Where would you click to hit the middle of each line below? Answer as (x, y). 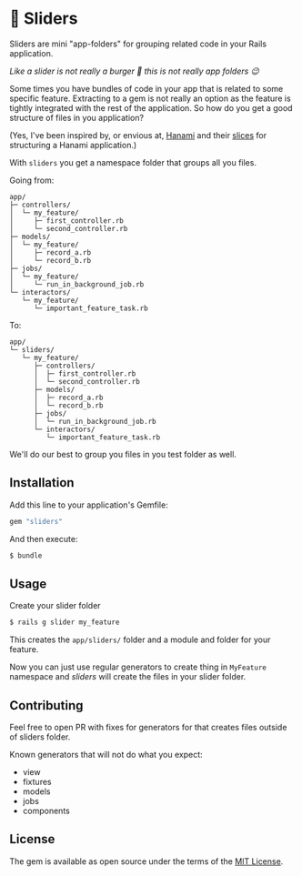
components (46, 811)
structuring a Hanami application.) (73, 145)
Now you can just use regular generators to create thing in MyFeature (138, 667)
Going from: (32, 180)
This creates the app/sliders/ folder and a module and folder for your (140, 639)
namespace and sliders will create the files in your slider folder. (128, 677)
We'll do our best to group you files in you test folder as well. (123, 454)
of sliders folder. (40, 737)
